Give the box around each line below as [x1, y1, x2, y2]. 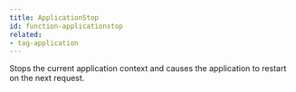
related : [9, 30, 43, 39]
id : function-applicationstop [9, 22, 124, 31]
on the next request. [9, 73, 85, 84]
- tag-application [9, 38, 79, 48]
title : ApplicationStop [9, 13, 100, 23]
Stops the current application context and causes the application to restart [9, 63, 287, 74]
